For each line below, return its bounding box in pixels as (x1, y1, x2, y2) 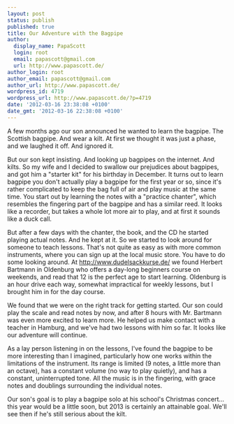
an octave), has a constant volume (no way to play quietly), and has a (7, 366, 207, 374)
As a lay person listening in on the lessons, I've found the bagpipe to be (7, 344, 213, 353)
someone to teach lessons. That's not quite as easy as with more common (7, 242, 221, 251)
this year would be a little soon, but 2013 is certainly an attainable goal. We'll (7, 402, 227, 411)
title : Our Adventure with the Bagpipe (7, 29, 124, 37)
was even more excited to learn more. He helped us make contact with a (7, 316, 215, 324)
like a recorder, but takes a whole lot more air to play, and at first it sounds (7, 207, 221, 215)
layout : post (7, 10, 45, 17)
